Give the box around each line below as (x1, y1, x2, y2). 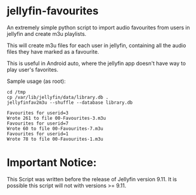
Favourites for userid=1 (7, 131, 69, 137)
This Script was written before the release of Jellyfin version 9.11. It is (7, 175, 177, 182)
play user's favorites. (7, 66, 59, 73)
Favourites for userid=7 (7, 120, 69, 126)
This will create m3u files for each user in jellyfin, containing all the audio (7, 42, 186, 49)
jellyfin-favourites (7, 4, 99, 18)
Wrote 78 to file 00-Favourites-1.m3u (7, 136, 103, 142)
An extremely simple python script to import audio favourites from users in (7, 24, 190, 31)
